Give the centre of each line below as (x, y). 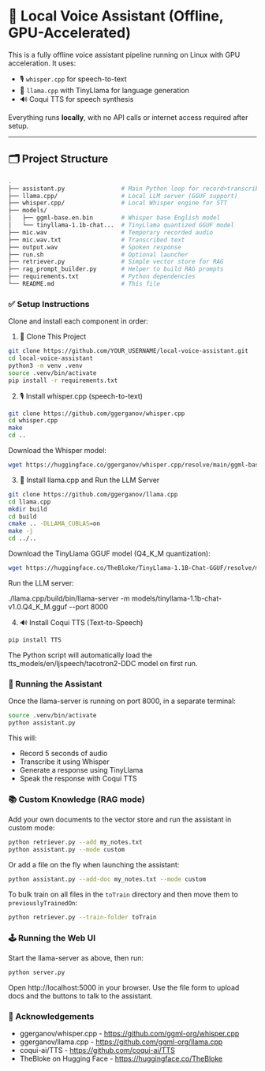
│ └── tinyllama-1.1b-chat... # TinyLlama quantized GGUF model (121, 225)
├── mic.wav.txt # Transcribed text (97, 240)
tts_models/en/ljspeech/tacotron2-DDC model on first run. (103, 663)
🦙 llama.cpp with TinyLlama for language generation (104, 90)
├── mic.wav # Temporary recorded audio (111, 232)
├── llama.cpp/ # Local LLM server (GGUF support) (123, 196)
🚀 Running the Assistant (55, 683)
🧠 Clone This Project (53, 337)
